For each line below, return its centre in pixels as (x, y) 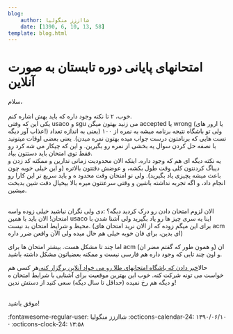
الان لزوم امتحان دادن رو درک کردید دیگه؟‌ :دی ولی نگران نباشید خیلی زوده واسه (111, 211)
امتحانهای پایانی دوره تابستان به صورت (105, 67)
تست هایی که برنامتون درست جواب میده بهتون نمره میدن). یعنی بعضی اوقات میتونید (117, 138)
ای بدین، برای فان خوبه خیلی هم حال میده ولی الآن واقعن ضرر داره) (96, 233)
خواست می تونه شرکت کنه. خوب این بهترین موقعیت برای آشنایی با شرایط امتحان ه (116, 275)
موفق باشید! (24, 303)
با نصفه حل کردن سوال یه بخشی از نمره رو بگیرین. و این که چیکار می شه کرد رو (112, 146)
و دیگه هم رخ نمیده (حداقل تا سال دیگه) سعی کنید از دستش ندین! (92, 283)
